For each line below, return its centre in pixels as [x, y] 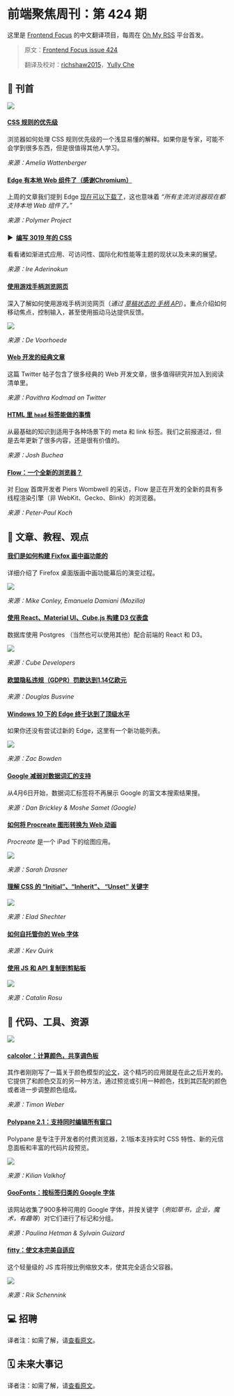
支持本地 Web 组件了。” [40, 206]
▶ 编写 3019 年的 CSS [40, 237]
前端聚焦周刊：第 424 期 [77, 14]
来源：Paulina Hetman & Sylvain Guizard [66, 1233]
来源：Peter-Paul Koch [40, 513]
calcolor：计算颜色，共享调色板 [53, 1055]
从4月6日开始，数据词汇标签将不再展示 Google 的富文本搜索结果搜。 [106, 793]
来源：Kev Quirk [31, 951]
